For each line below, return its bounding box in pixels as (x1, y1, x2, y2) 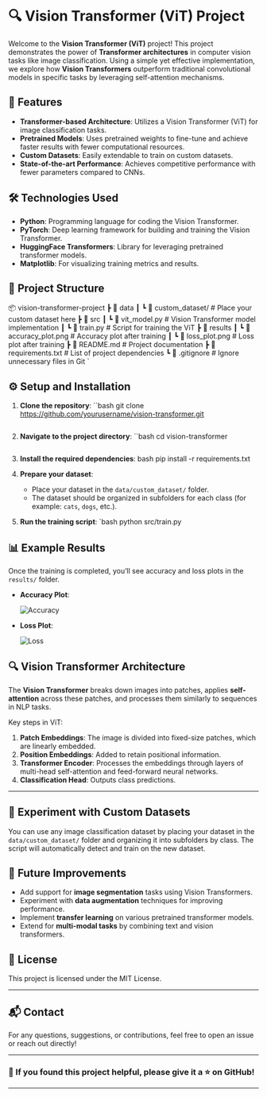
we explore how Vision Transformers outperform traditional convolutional (8, 64, 251, 73)
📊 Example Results (8, 541, 106, 554)
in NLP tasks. (8, 701, 52, 712)
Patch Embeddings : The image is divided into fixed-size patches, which (19, 732, 257, 742)
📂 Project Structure (8, 281, 105, 295)
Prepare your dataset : (19, 469, 94, 479)
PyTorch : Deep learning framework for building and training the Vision (19, 225, 250, 234)
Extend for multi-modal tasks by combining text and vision (19, 921, 214, 931)
